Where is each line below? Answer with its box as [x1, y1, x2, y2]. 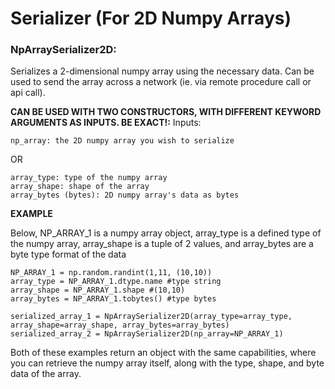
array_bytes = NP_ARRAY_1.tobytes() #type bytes [10, 294, 217, 304]
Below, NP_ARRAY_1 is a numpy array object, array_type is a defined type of [10, 227, 322, 239]
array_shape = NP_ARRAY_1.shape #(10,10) [10, 285, 186, 296]
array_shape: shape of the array [10, 182, 150, 192]
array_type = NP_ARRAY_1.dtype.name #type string [10, 277, 222, 287]
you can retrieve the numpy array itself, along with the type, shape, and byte [10, 357, 325, 369]
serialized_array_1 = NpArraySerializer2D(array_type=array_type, [10, 312, 293, 322]
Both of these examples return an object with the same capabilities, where [10, 347, 317, 359]
